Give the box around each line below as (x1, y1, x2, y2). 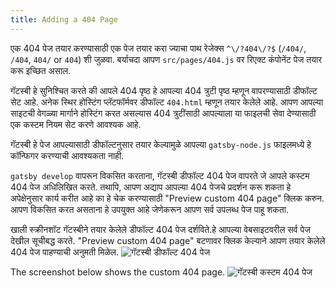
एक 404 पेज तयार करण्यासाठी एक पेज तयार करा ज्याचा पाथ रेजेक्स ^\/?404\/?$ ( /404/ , (10, 42, 307, 54)
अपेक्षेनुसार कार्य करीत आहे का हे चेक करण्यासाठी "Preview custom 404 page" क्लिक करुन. (10, 192, 325, 204)
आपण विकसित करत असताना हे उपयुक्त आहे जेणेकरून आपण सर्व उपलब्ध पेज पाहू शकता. (10, 203, 289, 215)
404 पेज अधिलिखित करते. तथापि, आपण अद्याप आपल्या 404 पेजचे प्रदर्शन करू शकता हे (10, 181, 292, 193)
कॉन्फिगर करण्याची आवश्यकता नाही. (10, 149, 125, 161)
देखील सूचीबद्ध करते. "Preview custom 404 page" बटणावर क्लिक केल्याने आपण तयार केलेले (10, 234, 326, 246)
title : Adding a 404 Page (10, 14, 118, 25)
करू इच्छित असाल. (10, 64, 72, 76)
